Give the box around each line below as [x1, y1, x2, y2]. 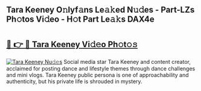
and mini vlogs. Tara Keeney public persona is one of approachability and [6, 72, 189, 78]
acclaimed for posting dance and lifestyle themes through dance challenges [6, 65, 196, 72]
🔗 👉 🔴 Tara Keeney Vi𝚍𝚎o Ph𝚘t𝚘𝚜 [6, 39, 138, 49]
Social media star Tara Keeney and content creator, [63, 58, 191, 65]
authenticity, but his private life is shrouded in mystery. [6, 78, 143, 85]
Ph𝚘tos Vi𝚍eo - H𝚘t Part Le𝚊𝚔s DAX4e [6, 14, 155, 25]
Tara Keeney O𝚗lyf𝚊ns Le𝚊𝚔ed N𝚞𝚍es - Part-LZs [6, 5, 195, 15]
